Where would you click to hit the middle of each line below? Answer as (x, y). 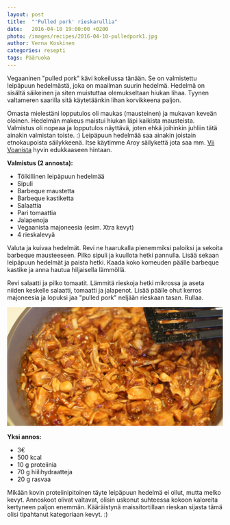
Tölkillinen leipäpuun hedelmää (61, 176)
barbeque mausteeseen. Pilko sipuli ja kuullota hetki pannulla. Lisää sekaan (113, 255)
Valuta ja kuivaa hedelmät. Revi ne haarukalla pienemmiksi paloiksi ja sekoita (115, 247)
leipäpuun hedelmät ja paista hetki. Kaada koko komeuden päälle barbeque (113, 262)
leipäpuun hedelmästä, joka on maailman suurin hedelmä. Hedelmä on (106, 85)
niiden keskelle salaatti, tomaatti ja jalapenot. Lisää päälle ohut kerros (104, 290)
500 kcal (29, 457)
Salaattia (29, 205)
